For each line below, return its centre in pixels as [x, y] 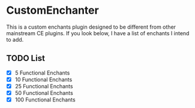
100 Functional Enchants [45, 100]
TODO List [25, 58]
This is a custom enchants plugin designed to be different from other [91, 27]
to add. [15, 39]
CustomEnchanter [52, 10]
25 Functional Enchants [44, 86]
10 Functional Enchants [43, 79]
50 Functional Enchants [44, 92]
